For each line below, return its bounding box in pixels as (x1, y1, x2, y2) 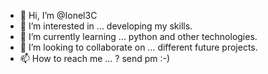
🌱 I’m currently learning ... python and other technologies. (19, 31, 258, 42)
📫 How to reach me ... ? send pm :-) (19, 53, 171, 64)
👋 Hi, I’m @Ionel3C (19, 10, 98, 21)
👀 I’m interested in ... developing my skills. (19, 20, 193, 32)
